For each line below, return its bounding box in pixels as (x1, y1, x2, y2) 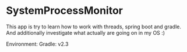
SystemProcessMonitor (6, 4, 124, 17)
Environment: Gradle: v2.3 (6, 40, 69, 47)
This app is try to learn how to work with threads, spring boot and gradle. (6, 23, 182, 30)
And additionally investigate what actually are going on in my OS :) (6, 29, 165, 36)
